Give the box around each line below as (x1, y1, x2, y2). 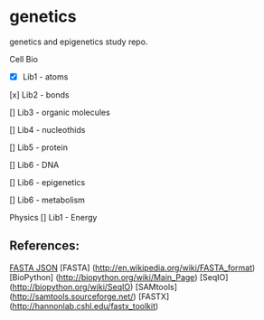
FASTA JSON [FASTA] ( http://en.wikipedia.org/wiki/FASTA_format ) (9, 262, 256, 273)
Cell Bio (9, 53, 39, 64)
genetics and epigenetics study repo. (9, 36, 148, 47)
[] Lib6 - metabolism (9, 194, 86, 205)
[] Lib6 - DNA (9, 160, 60, 170)
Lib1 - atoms (22, 71, 69, 82)
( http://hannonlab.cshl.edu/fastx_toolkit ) (9, 300, 159, 311)
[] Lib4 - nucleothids (9, 125, 86, 135)
